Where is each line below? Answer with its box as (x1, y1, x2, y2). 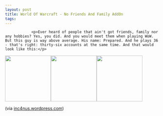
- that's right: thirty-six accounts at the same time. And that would (5, 43, 154, 47)
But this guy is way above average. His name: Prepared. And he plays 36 (5, 38, 159, 43)
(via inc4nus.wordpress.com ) (5, 106, 64, 112)
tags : (5, 16, 16, 21)
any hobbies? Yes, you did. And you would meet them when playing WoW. (5, 34, 154, 39)
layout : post (5, 7, 32, 12)
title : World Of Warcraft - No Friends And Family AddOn (5, 12, 123, 17)
